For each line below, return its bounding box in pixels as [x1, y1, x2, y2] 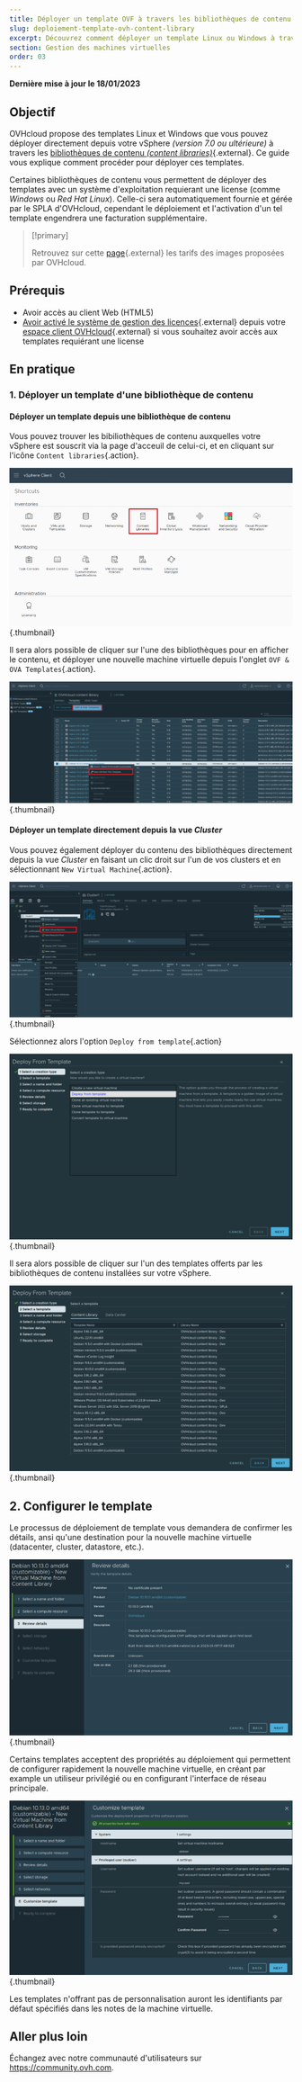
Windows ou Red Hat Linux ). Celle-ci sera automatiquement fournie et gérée [9, 193, 293, 204]
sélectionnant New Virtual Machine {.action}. [9, 864, 173, 875]
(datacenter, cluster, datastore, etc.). [9, 1541, 145, 1552]
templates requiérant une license [22, 336, 145, 346]
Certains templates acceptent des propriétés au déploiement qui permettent [9, 1754, 291, 1764]
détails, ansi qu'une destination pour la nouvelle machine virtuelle [9, 1532, 252, 1543]
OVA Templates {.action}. [9, 664, 96, 675]
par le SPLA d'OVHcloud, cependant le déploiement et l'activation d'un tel [9, 202, 283, 213]
